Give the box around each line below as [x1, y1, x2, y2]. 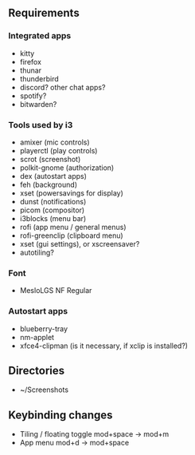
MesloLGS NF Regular [19, 286, 92, 295]
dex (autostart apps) [19, 171, 88, 180]
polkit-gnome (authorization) [19, 163, 115, 172]
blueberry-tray [19, 323, 68, 334]
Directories [8, 363, 65, 378]
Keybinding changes [8, 408, 113, 421]
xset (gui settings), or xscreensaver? [19, 239, 140, 248]
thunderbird [19, 73, 60, 83]
